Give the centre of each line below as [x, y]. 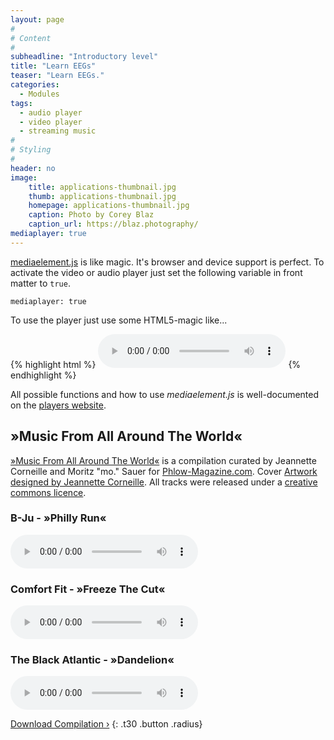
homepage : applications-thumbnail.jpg [109, 206]
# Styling [31, 150]
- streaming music [58, 131]
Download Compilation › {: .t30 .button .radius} [106, 724]
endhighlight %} [43, 375]
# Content [31, 38]
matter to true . [40, 283]
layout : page [37, 19]
